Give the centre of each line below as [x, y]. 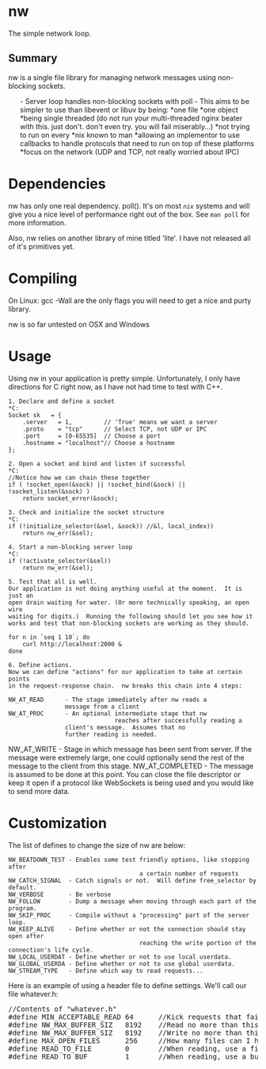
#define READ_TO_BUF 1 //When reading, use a [127, 1056]
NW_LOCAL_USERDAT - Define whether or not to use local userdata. [120, 957]
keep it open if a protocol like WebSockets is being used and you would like [131, 783]
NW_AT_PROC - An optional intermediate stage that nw [108, 713]
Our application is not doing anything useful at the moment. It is [125, 588]
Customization [57, 823]
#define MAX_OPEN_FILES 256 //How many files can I [129, 1040]
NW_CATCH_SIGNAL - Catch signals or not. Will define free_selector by [133, 880]
